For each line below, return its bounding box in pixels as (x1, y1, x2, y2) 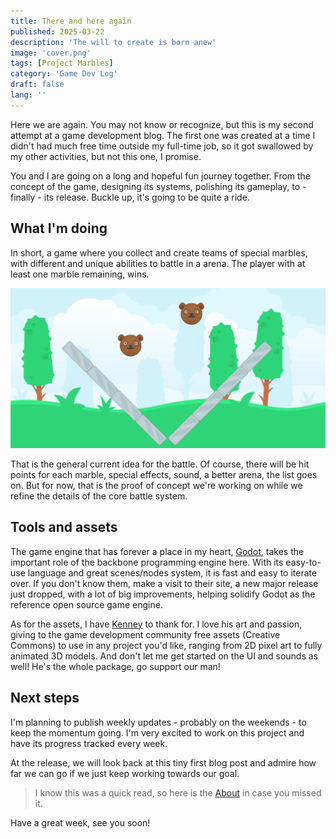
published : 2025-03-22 (10, 26, 105, 37)
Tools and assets (10, 519, 118, 536)
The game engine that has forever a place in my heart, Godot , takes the (10, 545, 305, 557)
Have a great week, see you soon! (10, 816, 151, 829)
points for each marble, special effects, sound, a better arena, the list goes (10, 468, 318, 480)
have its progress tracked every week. (10, 737, 168, 749)
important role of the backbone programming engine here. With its (10, 556, 284, 568)
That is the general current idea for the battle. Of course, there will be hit (10, 458, 310, 470)
